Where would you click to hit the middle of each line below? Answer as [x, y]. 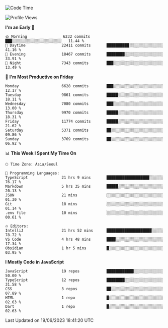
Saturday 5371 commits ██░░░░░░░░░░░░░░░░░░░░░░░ [84, 130]
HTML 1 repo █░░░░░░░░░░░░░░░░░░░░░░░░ [84, 298]
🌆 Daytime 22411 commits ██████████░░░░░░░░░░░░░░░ [84, 45]
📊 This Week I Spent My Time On [41, 153]
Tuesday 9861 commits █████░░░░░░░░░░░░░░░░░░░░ [84, 95]
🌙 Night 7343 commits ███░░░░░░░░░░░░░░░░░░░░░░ [84, 63]
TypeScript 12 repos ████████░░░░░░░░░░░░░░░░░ [84, 280]
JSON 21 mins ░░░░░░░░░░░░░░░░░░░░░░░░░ [84, 195]
